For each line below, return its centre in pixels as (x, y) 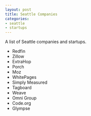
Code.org (22, 103)
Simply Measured (30, 82)
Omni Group (24, 98)
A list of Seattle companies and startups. (46, 42)
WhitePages (24, 77)
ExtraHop (22, 62)
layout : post (18, 10)
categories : (17, 19)
